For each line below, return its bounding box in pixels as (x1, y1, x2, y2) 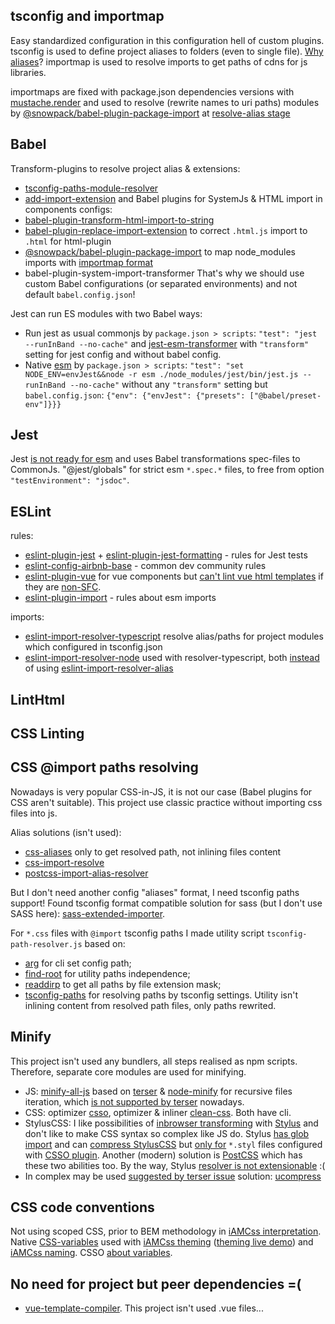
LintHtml (10, 691, 65, 708)
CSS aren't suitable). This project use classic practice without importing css (10, 796, 323, 808)
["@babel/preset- (249, 390, 322, 401)
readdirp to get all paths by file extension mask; (24, 978, 222, 990)
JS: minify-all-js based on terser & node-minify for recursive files (24, 1085, 293, 1097)
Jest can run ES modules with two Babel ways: (10, 307, 203, 319)
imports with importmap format (24, 256, 154, 268)
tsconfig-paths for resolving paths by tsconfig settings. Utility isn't (24, 989, 298, 1001)
